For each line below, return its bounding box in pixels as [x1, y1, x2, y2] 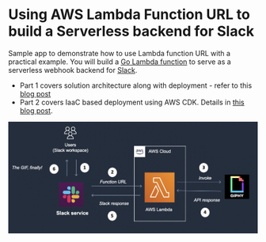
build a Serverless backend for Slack [8, 22, 255, 40]
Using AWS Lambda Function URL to [8, 6, 251, 24]
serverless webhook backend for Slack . [8, 65, 138, 74]
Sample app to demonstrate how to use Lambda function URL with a [8, 48, 231, 58]
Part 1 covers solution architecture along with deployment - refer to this [19, 81, 253, 90]
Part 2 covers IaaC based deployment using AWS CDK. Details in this [19, 97, 245, 107]
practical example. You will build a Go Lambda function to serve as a [8, 57, 231, 66]
